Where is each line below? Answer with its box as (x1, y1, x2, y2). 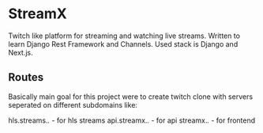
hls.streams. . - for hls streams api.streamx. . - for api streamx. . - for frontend (8, 116, 256, 125)
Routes (8, 70, 44, 84)
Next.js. (8, 47, 33, 57)
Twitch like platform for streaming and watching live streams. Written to (8, 31, 241, 40)
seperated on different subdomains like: (8, 100, 138, 109)
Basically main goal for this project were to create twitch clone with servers (8, 92, 254, 101)
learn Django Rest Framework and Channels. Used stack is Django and (8, 39, 239, 48)
